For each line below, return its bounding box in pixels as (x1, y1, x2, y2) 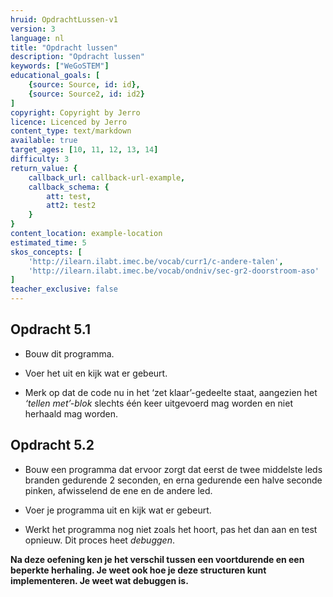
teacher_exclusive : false (10, 284, 118, 295)
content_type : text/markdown (10, 126, 132, 136)
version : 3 (10, 24, 56, 34)
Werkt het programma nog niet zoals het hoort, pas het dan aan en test (24, 523, 318, 535)
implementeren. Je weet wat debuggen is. (10, 574, 189, 586)
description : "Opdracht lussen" (10, 52, 145, 62)
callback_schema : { (28, 182, 110, 192)
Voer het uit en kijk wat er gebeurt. (24, 367, 168, 379)
